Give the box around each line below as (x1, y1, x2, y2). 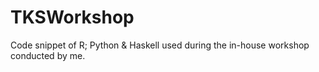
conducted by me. (10, 49, 86, 61)
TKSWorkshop (10, 6, 135, 29)
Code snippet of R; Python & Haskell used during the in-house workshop (10, 39, 310, 51)
